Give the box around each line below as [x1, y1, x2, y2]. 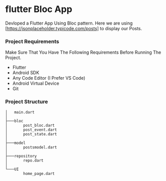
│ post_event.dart [5, 127, 57, 132]
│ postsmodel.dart [5, 144, 57, 150]
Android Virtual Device [12, 80, 59, 86]
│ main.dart [5, 109, 35, 115]
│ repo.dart [5, 158, 44, 163]
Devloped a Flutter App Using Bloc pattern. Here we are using [5, 20, 133, 26]
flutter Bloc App [5, 4, 73, 15]
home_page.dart [23, 171, 55, 176]
